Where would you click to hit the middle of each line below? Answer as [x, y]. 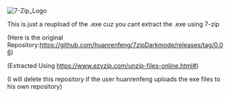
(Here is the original [35, 37]
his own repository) [35, 86]
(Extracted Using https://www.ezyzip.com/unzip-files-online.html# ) [103, 65]
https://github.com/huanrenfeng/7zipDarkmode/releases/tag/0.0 [131, 45]
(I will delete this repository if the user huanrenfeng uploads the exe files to [114, 79]
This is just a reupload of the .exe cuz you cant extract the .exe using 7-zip [113, 24]
